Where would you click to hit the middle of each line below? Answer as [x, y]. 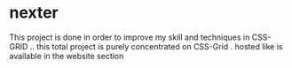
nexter [34, 13]
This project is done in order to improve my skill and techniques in [130, 37]
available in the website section [67, 56]
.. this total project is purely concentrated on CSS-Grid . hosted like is [156, 46]
